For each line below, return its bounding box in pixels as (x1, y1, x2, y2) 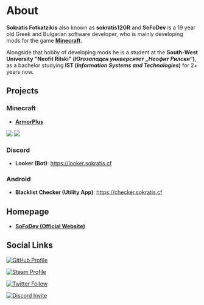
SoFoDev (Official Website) (15, 223, 85, 230)
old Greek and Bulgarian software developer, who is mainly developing (6, 30, 184, 37)
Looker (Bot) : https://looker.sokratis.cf (15, 159, 112, 167)
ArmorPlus (15, 118, 44, 125)
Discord (6, 146, 30, 154)
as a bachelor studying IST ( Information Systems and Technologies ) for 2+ (6, 62, 198, 69)
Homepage (6, 206, 49, 217)
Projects (6, 86, 39, 96)
